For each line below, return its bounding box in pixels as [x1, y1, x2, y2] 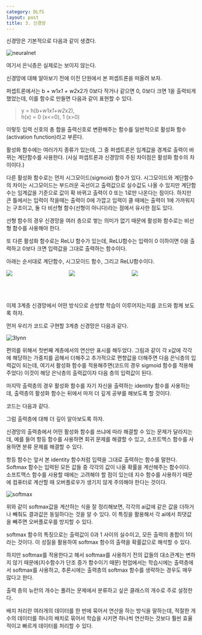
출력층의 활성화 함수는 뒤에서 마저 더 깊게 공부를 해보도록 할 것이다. [14, 390, 172, 397]
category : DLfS [6, 8, 45, 15]
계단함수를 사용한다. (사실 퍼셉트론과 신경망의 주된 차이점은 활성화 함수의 [17, 154, 189, 161]
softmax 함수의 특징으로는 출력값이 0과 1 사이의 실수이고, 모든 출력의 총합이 [6, 531, 185, 539]
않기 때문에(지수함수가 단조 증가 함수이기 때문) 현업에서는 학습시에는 [12, 559, 173, 566]
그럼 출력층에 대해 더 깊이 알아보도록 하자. [6, 415, 104, 423]
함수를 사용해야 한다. [12, 224, 62, 232]
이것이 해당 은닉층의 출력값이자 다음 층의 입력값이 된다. [24, 369, 153, 377]
